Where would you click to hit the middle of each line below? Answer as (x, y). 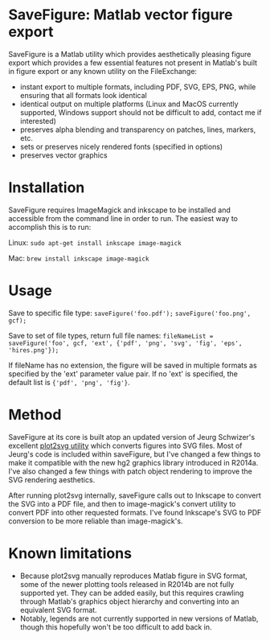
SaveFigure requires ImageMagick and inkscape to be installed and (119, 210)
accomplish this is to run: (50, 227)
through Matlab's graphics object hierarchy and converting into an (129, 601)
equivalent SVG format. (59, 609)
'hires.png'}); (34, 350)
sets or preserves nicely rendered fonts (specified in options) (121, 146)
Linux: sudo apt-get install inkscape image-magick (95, 242)
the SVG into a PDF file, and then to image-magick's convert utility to (122, 503)
